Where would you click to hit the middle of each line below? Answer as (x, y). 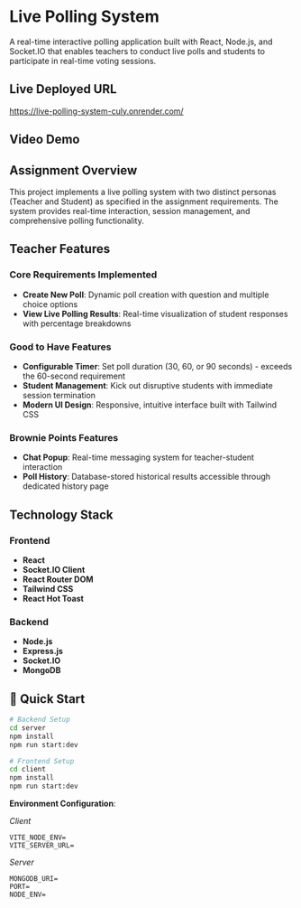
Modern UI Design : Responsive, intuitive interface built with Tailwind (150, 405)
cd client (28, 770)
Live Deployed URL (63, 89)
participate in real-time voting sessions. (83, 61)
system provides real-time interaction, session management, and (130, 211)
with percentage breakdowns (77, 323)
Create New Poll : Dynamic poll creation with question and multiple (146, 295)
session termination (59, 395)
